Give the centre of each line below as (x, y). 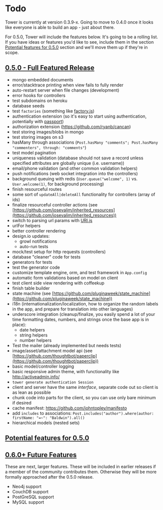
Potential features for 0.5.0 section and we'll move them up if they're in (76, 47)
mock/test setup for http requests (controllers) (59, 252)
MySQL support (28, 502)
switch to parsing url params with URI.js (52, 220)
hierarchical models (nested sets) (46, 423)
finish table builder (31, 288)
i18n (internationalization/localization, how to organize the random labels (85, 304)
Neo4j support (27, 486)
